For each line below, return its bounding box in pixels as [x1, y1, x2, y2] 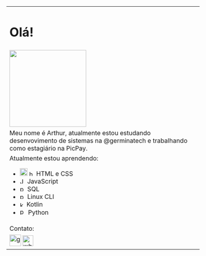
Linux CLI [27, 193, 55, 201]
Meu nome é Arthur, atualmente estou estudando [9, 129, 151, 138]
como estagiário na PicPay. [9, 144, 88, 153]
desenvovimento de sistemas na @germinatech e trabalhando [9, 136, 188, 145]
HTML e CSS [36, 169, 74, 178]
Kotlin [26, 200, 43, 209]
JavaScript [27, 177, 58, 186]
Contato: [9, 224, 34, 233]
